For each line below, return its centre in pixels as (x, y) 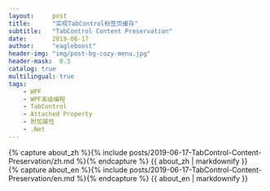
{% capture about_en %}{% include (68, 169)
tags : (17, 84)
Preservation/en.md (41, 178)
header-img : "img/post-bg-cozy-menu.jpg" (80, 54)
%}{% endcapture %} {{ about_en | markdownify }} (162, 178)
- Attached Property (58, 115)
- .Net (34, 129)
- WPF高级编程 (45, 99)
